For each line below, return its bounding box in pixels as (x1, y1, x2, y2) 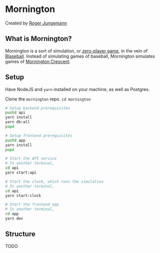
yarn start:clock (5, 193, 41, 198)
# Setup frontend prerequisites (5, 133, 72, 138)
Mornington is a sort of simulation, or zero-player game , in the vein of (5, 47, 148, 53)
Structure (5, 230, 36, 238)
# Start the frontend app (5, 202, 59, 207)
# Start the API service (5, 156, 57, 161)
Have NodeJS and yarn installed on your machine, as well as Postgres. (5, 86, 150, 92)
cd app (5, 211, 19, 216)
